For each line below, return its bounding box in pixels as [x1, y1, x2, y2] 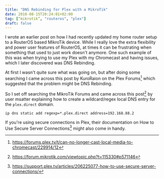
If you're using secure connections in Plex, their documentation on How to [5, 119, 154, 125]
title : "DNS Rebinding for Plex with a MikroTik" [5, 7, 108, 12]
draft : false [5, 20, 32, 26]
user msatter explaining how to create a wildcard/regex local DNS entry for [5, 96, 156, 102]
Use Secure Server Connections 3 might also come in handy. [5, 124, 126, 131]
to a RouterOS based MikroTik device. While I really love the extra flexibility [5, 40, 156, 45]
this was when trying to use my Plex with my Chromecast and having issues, [5, 55, 159, 61]
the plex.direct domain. [5, 101, 55, 107]
